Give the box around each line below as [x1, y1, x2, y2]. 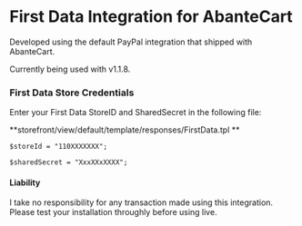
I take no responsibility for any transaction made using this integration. [9, 197, 274, 208]
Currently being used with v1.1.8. [9, 64, 131, 74]
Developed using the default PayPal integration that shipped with [9, 36, 253, 47]
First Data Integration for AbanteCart [9, 6, 293, 27]
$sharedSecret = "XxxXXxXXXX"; [9, 158, 128, 167]
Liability [9, 177, 41, 188]
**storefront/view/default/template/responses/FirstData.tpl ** [9, 124, 240, 135]
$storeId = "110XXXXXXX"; [9, 142, 107, 152]
